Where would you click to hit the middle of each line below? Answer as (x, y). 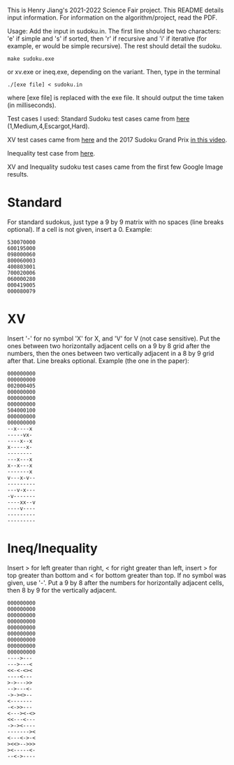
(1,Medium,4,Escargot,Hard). (49, 126)
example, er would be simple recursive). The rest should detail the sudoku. (115, 46)
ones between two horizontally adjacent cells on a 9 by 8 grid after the (109, 345)
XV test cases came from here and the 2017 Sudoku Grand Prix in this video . (117, 140)
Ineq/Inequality (52, 549)
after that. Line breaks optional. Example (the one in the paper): (98, 361)
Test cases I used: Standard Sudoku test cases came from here (98, 119)
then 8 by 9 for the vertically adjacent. (62, 590)
